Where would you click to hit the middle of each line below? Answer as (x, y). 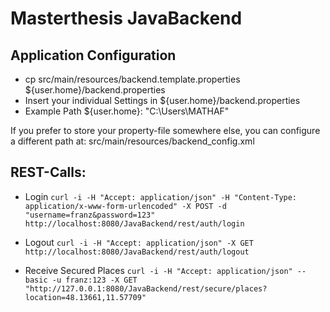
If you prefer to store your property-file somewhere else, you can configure (165, 130)
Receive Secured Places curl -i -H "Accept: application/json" (158, 270)
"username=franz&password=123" (90, 215)
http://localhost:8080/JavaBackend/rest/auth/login (134, 223)
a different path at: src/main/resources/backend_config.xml (132, 141)
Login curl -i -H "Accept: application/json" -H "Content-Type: (161, 196)
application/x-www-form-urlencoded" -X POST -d (125, 206)
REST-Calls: (48, 172)
